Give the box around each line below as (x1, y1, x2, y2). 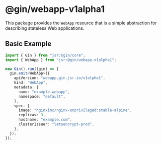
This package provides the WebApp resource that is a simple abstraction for (5, 20, 157, 26)
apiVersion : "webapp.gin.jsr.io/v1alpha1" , (14, 75, 106, 80)
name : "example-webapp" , (18, 89, 70, 94)
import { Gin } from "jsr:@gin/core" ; (5, 53, 85, 58)
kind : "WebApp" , (14, 80, 48, 85)
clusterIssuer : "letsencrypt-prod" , (18, 122, 94, 127)
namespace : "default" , (18, 94, 66, 99)
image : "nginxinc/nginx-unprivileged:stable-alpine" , (18, 108, 133, 113)
